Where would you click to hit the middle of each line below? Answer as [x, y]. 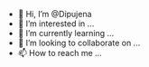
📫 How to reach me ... [60, 53]
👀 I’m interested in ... [56, 24]
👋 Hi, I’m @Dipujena [55, 14]
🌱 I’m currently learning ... [66, 33]
